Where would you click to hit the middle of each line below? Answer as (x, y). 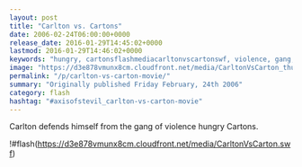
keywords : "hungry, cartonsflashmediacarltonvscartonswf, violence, (140, 59)
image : (22, 68)
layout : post (34, 18)
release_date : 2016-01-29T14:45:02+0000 (86, 43)
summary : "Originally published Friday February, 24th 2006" (126, 84)
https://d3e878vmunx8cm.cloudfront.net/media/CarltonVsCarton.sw (164, 144)
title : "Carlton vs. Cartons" (66, 26)
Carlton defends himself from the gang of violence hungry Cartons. (134, 127)
